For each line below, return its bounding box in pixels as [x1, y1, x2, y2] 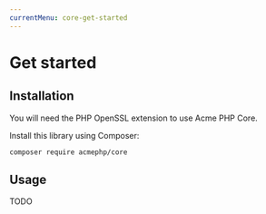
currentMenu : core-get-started [9, 13, 128, 23]
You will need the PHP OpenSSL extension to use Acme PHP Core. [9, 112, 259, 123]
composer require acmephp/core [9, 147, 128, 157]
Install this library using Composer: [9, 130, 140, 141]
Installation [9, 88, 74, 104]
